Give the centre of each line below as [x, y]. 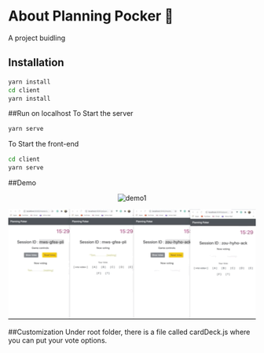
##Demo [22, 183]
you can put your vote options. [58, 340]
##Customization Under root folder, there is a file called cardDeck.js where [129, 332]
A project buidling [37, 38]
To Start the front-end [44, 144]
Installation [36, 63]
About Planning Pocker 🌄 [91, 16]
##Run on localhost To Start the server [71, 113]
